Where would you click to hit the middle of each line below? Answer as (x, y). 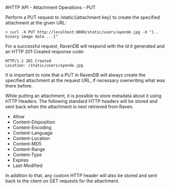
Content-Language (32, 133)
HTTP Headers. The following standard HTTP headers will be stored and (81, 101)
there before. (19, 86)
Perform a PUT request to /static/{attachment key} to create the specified (83, 17)
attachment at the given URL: (36, 23)
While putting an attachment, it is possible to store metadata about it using (83, 96)
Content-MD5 (27, 144)
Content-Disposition (34, 122)
